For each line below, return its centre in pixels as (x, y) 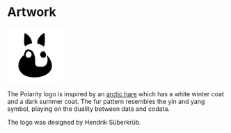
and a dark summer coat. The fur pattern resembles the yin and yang (106, 101)
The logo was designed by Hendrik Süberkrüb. (74, 122)
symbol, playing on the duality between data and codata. (89, 109)
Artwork (32, 12)
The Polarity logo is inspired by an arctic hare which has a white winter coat (115, 94)
